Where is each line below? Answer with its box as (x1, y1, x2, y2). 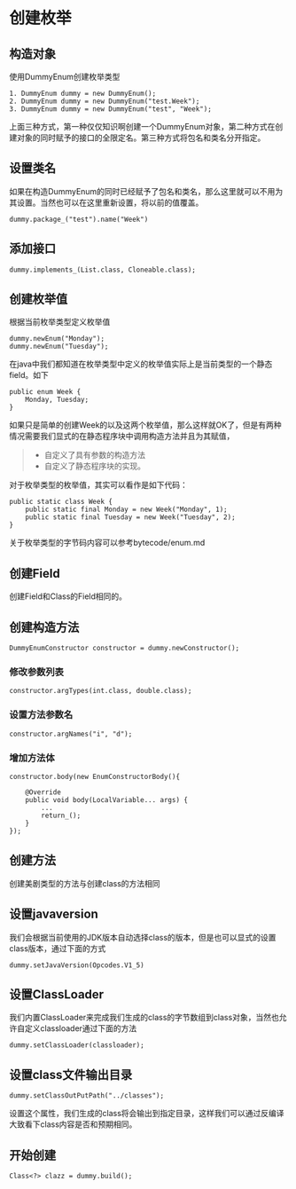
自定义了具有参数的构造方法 (43, 450, 146, 461)
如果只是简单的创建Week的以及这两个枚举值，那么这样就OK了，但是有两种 (9, 420, 282, 430)
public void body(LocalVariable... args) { (25, 795, 189, 804)
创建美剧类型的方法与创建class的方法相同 (9, 878, 161, 888)
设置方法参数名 (9, 709, 74, 721)
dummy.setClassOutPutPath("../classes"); (9, 1091, 165, 1100)
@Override (25, 787, 62, 797)
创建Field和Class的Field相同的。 (9, 591, 127, 602)
